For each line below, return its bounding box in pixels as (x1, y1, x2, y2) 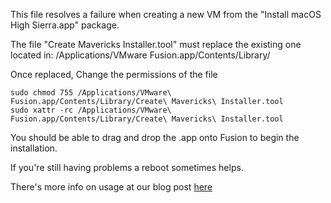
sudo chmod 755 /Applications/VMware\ (10, 88, 172, 98)
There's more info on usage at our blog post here (10, 181, 213, 193)
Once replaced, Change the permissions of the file (10, 69, 218, 80)
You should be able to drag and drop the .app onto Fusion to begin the (10, 132, 300, 143)
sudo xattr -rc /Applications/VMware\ (10, 105, 172, 115)
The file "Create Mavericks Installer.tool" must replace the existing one (10, 39, 302, 50)
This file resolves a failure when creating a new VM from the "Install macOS (10, 9, 322, 20)
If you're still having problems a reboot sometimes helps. (10, 162, 244, 173)
